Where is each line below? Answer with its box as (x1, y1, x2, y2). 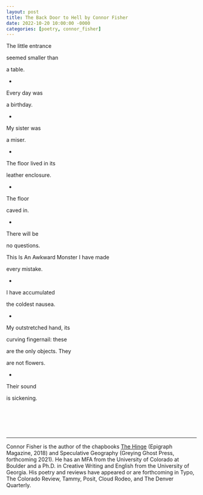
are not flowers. (6, 359, 45, 367)
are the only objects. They (6, 348, 71, 355)
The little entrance (6, 42, 52, 50)
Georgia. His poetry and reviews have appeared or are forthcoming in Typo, (6, 469, 195, 476)
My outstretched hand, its (6, 324, 71, 331)
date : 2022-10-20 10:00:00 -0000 (6, 20, 91, 26)
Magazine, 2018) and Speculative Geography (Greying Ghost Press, (6, 450, 175, 457)
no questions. (6, 242, 40, 249)
